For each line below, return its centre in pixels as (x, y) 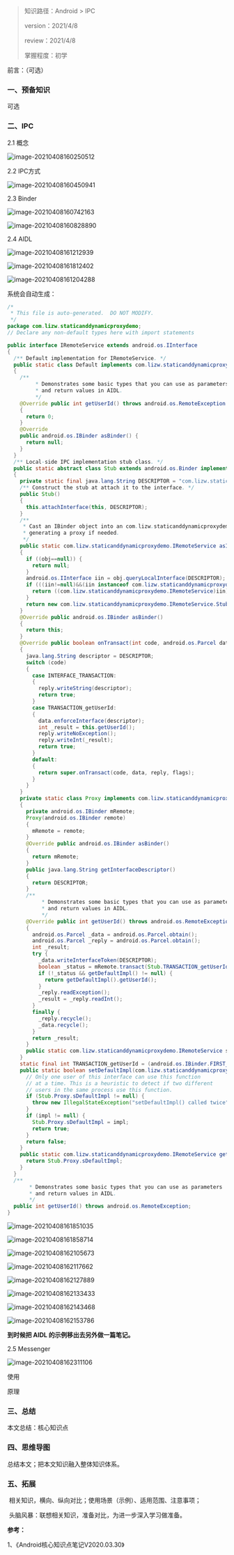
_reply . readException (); (74, 993)
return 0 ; (40, 416)
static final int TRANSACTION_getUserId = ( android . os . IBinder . (115, 1064)
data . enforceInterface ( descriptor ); (91, 721)
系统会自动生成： (32, 294)
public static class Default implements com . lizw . (88, 365)
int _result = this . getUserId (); (87, 727)
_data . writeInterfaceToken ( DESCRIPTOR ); (97, 960)
